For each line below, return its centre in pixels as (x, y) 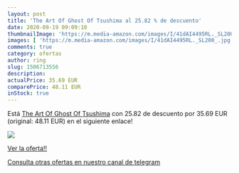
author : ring (27, 61)
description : (27, 73)
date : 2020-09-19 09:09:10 (47, 27)
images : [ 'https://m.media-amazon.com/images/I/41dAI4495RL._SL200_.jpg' (121, 41)
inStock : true (28, 93)
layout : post (27, 14)
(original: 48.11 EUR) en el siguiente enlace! (70, 121)
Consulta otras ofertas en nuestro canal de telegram (84, 162)
